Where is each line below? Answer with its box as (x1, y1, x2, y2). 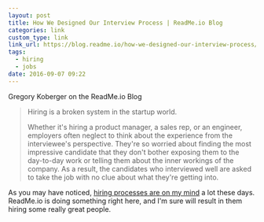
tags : (8, 48, 26, 56)
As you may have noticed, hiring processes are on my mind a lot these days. (8, 187, 255, 197)
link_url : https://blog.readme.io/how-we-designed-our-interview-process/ (8, 41, 258, 49)
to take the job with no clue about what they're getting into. (27, 172, 219, 182)
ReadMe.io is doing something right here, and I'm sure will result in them (8, 196, 243, 205)
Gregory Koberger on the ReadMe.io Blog (8, 91, 143, 101)
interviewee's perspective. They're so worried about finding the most (27, 139, 251, 148)
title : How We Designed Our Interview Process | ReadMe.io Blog (8, 19, 223, 27)
